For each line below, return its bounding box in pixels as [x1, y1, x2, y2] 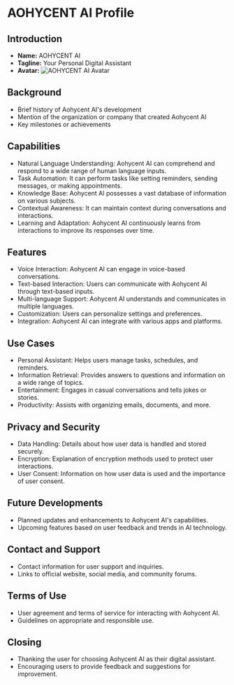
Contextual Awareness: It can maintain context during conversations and [17, 203, 227, 212]
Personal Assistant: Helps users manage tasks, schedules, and [17, 356, 198, 365]
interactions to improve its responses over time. [17, 226, 155, 234]
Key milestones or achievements [17, 120, 111, 128]
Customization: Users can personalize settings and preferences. [17, 310, 203, 318]
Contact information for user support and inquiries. [17, 562, 164, 571]
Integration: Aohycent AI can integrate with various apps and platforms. [17, 317, 224, 325]
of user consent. [17, 477, 65, 485]
